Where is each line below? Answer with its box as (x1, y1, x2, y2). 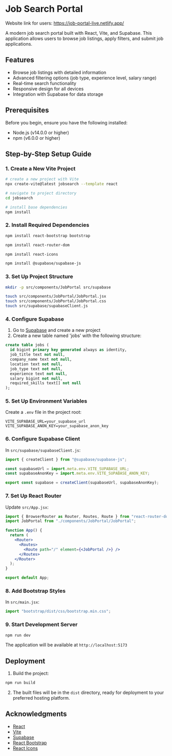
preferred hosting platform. (12, 695, 70, 701)
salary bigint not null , (10, 376, 63, 381)
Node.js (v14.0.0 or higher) (12, 129, 69, 136)
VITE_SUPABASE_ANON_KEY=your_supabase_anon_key (5, 424, 109, 429)
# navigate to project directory (5, 191, 77, 196)
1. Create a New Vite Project (5, 165, 76, 172)
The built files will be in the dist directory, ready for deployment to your (12, 689, 164, 696)
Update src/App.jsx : (5, 504, 49, 510)
